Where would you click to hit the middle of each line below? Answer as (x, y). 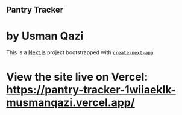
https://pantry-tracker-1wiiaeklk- (91, 89)
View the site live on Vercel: (77, 77)
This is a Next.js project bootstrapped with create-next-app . (81, 52)
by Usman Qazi (45, 36)
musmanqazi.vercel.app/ (71, 102)
